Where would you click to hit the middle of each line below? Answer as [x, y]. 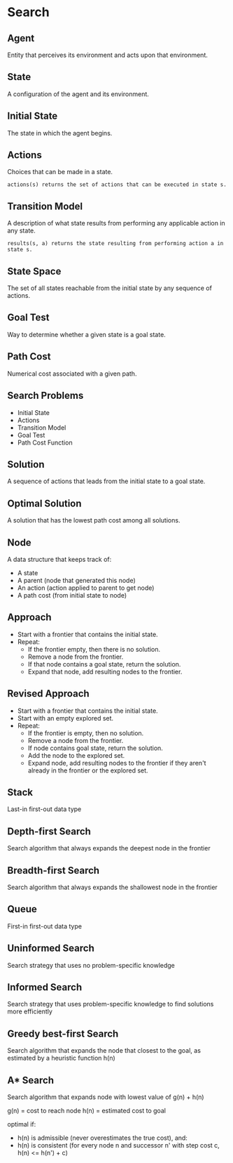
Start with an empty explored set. [65, 718]
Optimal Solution [44, 503]
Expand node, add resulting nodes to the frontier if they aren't [117, 763]
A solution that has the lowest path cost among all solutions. [94, 520]
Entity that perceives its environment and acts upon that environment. [107, 55]
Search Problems [45, 396]
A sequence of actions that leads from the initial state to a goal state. [106, 481]
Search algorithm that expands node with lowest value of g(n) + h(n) [106, 1097]
